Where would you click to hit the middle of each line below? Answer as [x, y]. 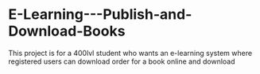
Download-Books [67, 31]
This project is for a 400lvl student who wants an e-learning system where [130, 53]
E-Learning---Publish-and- [100, 15]
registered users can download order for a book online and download [122, 61]
